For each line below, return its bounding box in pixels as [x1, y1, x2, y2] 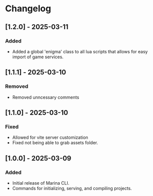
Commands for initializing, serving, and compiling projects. [12, 185, 132, 191]
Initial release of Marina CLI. [12, 180, 70, 186]
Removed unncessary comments [12, 94, 79, 100]
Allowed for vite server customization [12, 134, 88, 141]
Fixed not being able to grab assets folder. [12, 140, 98, 146]
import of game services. [12, 54, 64, 60]
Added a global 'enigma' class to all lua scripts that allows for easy [12, 48, 148, 54]
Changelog [5, 3, 51, 14]
